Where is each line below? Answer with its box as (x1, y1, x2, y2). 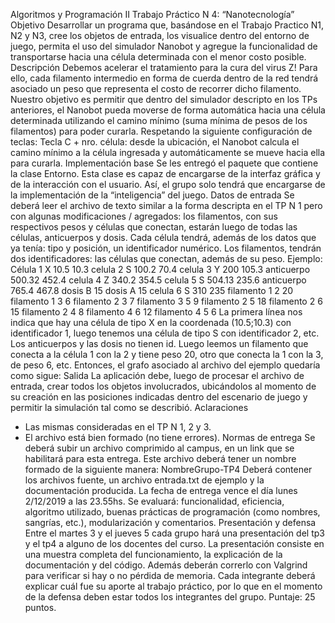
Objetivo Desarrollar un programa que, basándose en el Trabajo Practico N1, (10, 19, 324, 31)
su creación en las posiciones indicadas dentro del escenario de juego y (10, 391, 308, 403)
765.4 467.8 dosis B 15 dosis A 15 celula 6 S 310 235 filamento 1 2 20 (10, 285, 294, 296)
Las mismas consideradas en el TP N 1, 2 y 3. (24, 421, 212, 433)
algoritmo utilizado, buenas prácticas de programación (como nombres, (24, 506, 321, 518)
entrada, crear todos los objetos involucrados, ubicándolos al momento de (10, 380, 317, 392)
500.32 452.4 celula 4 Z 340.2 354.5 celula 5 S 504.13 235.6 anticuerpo (10, 274, 307, 286)
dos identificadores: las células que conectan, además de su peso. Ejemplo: (10, 253, 323, 264)
